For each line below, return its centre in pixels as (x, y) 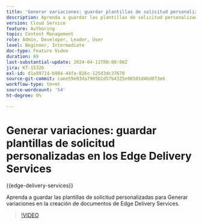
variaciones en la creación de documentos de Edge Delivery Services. (93, 203)
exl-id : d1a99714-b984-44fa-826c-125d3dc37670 (66, 73)
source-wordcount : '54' (36, 90)
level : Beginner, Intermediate (45, 46)
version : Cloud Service (36, 23)
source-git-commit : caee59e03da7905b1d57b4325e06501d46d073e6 (86, 79)
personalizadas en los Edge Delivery (99, 156)
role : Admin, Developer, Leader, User (55, 40)
